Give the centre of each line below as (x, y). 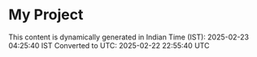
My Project (46, 15)
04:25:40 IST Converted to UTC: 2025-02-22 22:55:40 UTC (109, 45)
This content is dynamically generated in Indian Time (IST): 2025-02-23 (129, 37)
